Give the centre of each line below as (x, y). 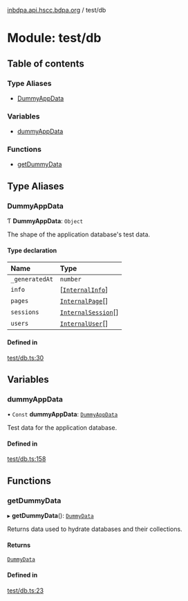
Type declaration (32, 250)
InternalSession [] (89, 313)
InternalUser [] (84, 324)
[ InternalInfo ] (84, 290)
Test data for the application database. (62, 428)
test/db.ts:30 (26, 358)
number (70, 279)
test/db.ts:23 (25, 590)
